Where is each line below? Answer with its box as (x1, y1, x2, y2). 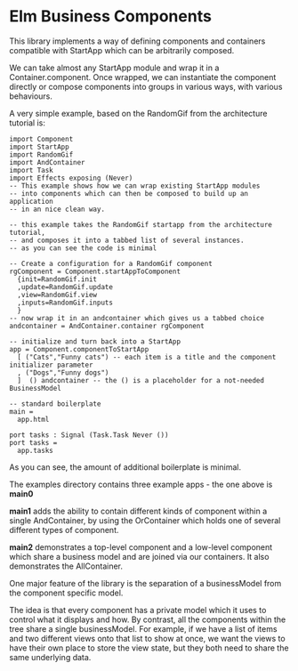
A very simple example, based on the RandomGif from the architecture (9, 108, 268, 118)
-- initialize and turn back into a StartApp (9, 336, 181, 346)
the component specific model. (9, 587, 124, 598)
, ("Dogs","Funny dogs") (17, 368, 109, 377)
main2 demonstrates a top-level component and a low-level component (9, 541, 273, 553)
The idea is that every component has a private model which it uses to (9, 604, 267, 615)
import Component (9, 134, 74, 143)
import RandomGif (9, 150, 74, 159)
